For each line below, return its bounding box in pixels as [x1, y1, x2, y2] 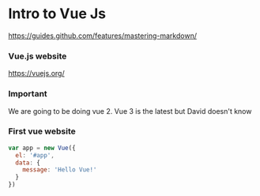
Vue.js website [8, 51, 67, 62]
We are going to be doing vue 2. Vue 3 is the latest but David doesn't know [8, 106, 252, 115]
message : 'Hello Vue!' [22, 166, 97, 174]
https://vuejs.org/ [8, 69, 65, 78]
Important [8, 89, 47, 100]
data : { [15, 159, 41, 167]
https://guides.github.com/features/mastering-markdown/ [8, 31, 198, 40]
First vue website [8, 126, 77, 137]
